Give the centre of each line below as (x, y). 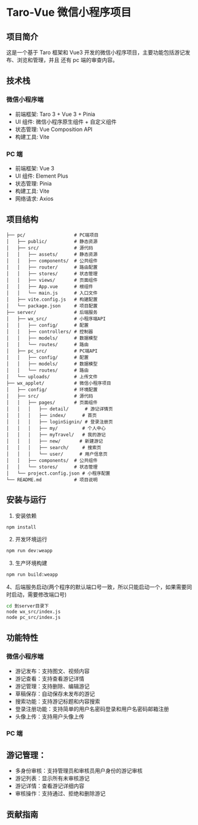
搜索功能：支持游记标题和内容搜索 (58, 701)
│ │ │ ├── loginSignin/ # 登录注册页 (60, 422)
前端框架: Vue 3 (35, 168)
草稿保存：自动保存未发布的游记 (55, 693)
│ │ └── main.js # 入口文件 (52, 293)
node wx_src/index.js (34, 612)
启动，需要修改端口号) (39, 595)
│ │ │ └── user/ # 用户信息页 (57, 454)
